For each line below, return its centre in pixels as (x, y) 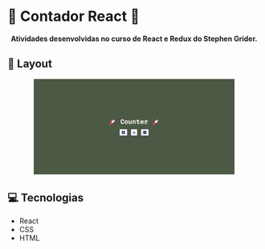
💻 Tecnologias (46, 197)
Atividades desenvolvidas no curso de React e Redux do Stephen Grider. (134, 39)
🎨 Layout (30, 64)
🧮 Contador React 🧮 (73, 16)
